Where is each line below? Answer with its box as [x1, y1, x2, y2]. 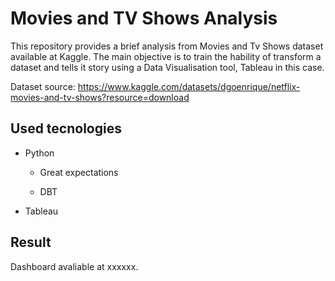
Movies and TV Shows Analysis [10, 7, 278, 30]
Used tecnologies [10, 120, 122, 137]
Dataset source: [10, 80, 76, 92]
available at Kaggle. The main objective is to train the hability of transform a [10, 50, 322, 62]
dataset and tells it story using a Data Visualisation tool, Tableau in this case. [10, 61, 325, 73]
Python [24, 147, 55, 159]
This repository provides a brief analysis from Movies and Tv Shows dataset [10, 40, 324, 52]
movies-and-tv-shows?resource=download [10, 91, 190, 103]
